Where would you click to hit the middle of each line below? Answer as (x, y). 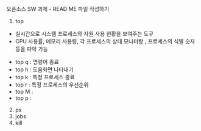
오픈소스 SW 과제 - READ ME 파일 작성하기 (58, 9)
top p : (23, 98)
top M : (24, 91)
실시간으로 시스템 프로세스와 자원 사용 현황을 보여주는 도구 (84, 34)
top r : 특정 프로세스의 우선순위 (52, 85)
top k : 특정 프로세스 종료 (45, 77)
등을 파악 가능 (31, 49)
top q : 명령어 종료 (37, 62)
